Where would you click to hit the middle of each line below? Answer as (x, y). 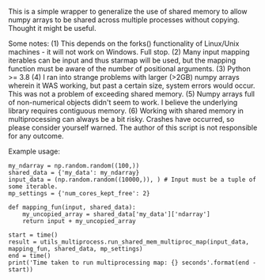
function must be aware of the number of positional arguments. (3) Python (129, 69)
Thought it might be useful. (52, 28)
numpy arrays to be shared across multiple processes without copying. (124, 20)
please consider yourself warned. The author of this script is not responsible (133, 127)
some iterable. (33, 187)
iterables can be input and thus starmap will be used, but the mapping (122, 60)
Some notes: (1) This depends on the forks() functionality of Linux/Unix (124, 44)
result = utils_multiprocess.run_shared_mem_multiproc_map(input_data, (129, 242)
